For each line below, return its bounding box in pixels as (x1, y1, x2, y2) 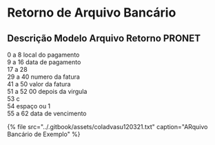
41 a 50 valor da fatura (7, 80, 71, 88)
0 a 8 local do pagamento (7, 50, 80, 59)
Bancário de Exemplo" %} (7, 130, 81, 138)
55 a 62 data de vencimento (7, 109, 88, 117)
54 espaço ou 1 (7, 102, 51, 110)
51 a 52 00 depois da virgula (7, 88, 88, 95)
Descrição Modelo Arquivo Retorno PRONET (7, 32, 201, 44)
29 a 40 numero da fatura (7, 72, 81, 81)
